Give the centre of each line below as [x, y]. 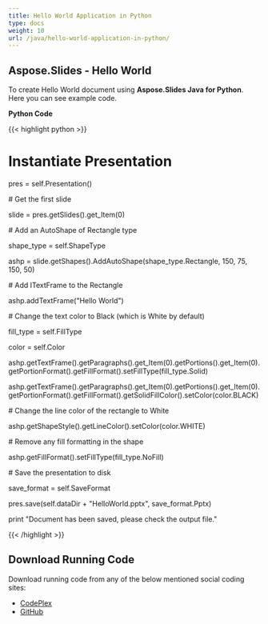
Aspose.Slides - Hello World [80, 70]
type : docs [26, 23]
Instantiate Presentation [90, 162]
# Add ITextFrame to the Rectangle [66, 285]
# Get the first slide [40, 199]
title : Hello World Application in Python [80, 16]
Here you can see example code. [63, 98]
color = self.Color [37, 347]
